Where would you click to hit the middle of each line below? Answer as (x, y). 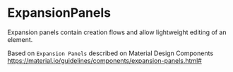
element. (20, 39)
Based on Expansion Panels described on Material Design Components (110, 53)
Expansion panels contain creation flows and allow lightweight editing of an (117, 32)
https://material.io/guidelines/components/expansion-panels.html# (105, 60)
